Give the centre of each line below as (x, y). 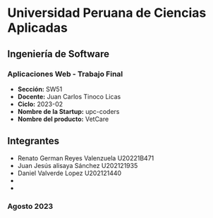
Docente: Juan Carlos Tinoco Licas (69, 96)
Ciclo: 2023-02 (40, 104)
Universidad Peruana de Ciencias (107, 13)
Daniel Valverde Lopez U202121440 (69, 173)
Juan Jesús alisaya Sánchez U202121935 (78, 165)
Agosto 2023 (30, 206)
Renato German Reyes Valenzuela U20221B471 (86, 158)
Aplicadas (38, 28)
